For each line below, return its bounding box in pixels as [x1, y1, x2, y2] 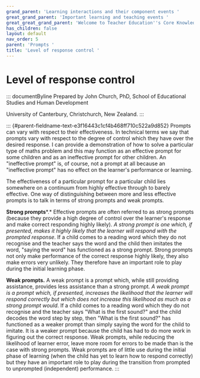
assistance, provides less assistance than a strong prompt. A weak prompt [6, 283, 189, 290]
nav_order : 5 [6, 36, 39, 42]
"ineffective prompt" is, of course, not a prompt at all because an [6, 160, 165, 167]
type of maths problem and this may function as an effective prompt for [6, 147, 182, 155]
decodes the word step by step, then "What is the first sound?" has [6, 314, 171, 322]
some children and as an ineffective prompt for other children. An [6, 153, 167, 160]
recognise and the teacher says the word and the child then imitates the [6, 240, 183, 247]
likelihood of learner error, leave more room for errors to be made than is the [6, 339, 193, 346]
